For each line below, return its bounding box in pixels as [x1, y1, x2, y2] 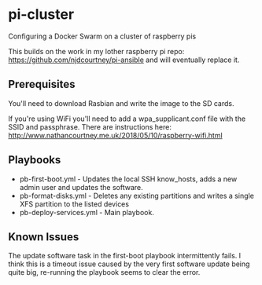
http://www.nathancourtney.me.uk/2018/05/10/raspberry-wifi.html [8, 130, 223, 140]
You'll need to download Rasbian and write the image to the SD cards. [8, 98, 234, 108]
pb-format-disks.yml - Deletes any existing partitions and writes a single [19, 191, 254, 200]
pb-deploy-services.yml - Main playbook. [19, 207, 155, 217]
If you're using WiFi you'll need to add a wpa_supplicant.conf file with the [8, 114, 246, 123]
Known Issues [8, 230, 79, 243]
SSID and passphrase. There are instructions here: [8, 122, 172, 131]
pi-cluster [8, 5, 75, 24]
